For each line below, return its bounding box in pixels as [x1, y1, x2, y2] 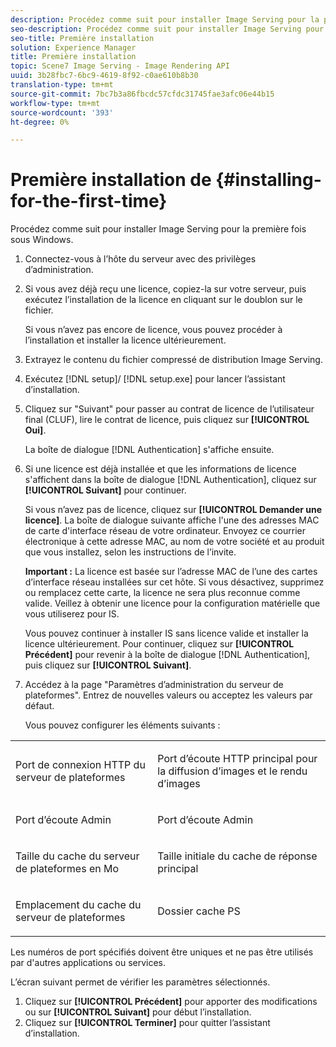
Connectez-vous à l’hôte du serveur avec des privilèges [24, 253, 257, 265]
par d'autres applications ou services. [10, 957, 167, 969]
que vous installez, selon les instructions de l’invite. [24, 546, 237, 558]
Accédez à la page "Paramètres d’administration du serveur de [24, 679, 284, 691]
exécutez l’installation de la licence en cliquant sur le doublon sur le [24, 294, 303, 306]
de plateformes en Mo [15, 862, 120, 876]
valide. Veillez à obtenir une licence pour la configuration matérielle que [24, 597, 321, 610]
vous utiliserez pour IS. [24, 608, 120, 620]
